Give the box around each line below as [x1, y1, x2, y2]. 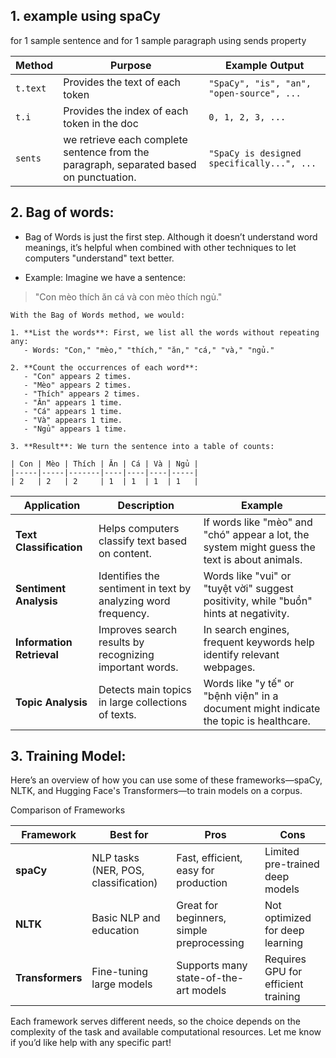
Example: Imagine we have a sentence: [24, 271, 186, 283]
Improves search [98, 622, 178, 636]
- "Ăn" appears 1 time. [23, 397, 123, 408]
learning [264, 936, 304, 950]
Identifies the [98, 569, 160, 583]
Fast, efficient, [176, 851, 243, 865]
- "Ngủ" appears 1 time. [23, 424, 128, 434]
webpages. [203, 660, 256, 674]
